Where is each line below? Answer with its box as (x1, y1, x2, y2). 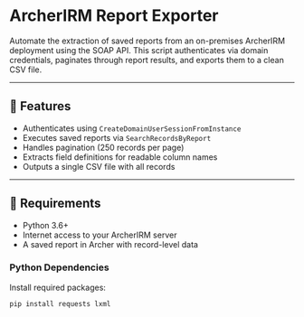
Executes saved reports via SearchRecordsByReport (22, 132, 212, 143)
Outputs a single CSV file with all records (22, 161, 176, 172)
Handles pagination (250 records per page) (22, 142, 185, 153)
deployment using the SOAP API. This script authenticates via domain (9, 44, 269, 55)
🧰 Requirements (9, 196, 101, 211)
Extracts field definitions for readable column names (22, 151, 218, 163)
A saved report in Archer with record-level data (22, 238, 199, 249)
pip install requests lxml (9, 299, 111, 308)
